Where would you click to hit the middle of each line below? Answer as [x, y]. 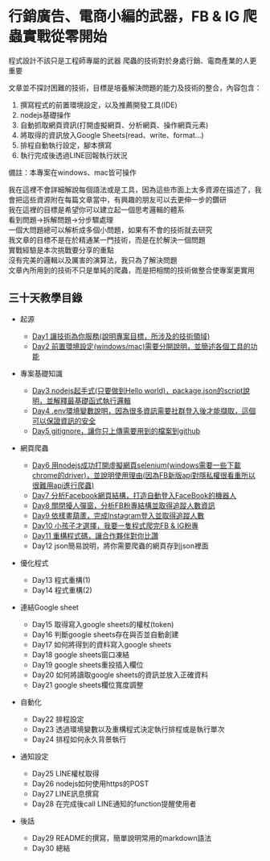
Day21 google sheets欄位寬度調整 [88, 684]
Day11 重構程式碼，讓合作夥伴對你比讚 [95, 535]
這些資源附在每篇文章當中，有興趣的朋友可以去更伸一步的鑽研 [124, 199]
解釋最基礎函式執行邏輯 [92, 401]
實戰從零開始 [65, 37]
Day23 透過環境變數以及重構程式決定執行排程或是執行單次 [128, 729]
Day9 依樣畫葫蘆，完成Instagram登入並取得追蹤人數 [118, 515]
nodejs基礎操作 [45, 114]
